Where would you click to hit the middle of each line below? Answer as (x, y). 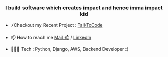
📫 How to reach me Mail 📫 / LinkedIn (51, 38)
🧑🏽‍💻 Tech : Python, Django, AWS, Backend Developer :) (69, 49)
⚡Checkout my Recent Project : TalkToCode (57, 25)
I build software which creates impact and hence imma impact (84, 8)
